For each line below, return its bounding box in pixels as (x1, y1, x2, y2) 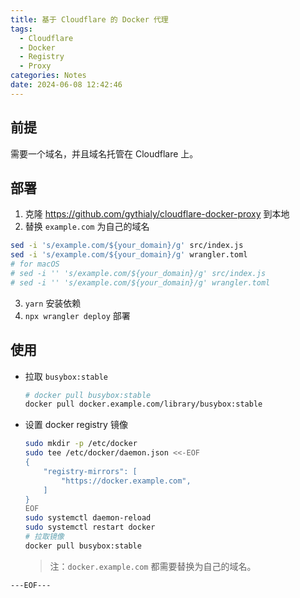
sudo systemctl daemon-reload (24, 513, 152, 523)
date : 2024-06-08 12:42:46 (10, 80, 123, 90)
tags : (10, 24, 33, 34)
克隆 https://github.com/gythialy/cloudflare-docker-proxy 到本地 (24, 208, 290, 220)
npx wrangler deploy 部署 (24, 309, 131, 321)
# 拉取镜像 (24, 532, 65, 542)
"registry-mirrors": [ (43, 466, 138, 476)
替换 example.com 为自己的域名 (24, 221, 150, 233)
